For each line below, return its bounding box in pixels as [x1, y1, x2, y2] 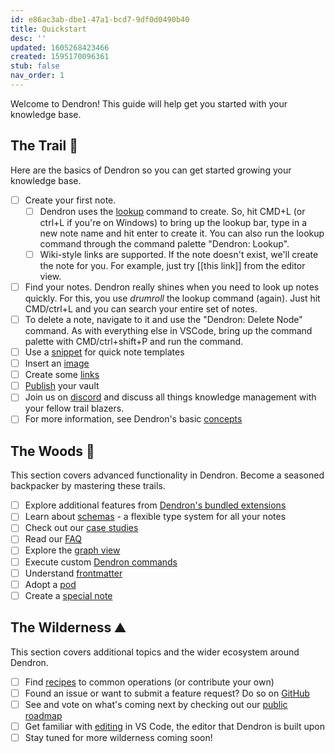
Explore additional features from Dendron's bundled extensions [24, 499, 287, 511]
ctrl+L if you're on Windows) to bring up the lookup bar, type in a [39, 216, 308, 228]
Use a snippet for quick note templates [24, 346, 185, 358]
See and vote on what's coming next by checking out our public [24, 698, 288, 710]
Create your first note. [24, 194, 117, 206]
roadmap [24, 709, 63, 721]
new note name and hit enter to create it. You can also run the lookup [39, 227, 325, 239]
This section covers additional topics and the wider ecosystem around [10, 646, 300, 658]
